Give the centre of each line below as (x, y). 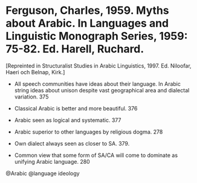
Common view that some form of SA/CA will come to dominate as (96, 155)
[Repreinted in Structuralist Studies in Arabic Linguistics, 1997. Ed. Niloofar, (98, 66)
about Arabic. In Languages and (87, 23)
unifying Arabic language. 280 (52, 161)
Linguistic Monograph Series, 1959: (97, 36)
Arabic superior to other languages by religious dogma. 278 (89, 132)
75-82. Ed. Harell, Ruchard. (75, 49)
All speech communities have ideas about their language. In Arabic (98, 84)
